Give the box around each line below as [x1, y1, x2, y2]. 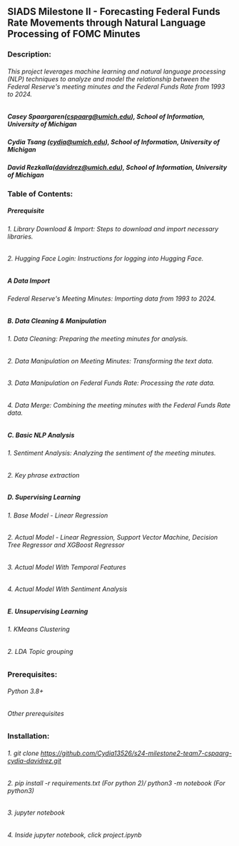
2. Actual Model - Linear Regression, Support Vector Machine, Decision [7, 533, 218, 542]
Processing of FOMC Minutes [7, 28, 141, 40]
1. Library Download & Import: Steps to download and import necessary [7, 224, 219, 233]
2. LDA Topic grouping [7, 648, 73, 656]
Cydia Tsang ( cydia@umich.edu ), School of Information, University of [7, 137, 220, 146]
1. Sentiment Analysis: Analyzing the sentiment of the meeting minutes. [7, 449, 216, 457]
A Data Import [7, 276, 51, 285]
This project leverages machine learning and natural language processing [7, 67, 226, 76]
